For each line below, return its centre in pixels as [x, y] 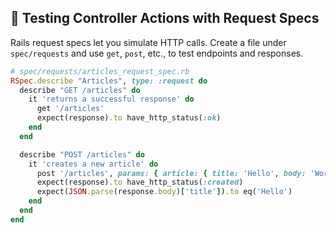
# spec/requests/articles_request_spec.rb [100, 71]
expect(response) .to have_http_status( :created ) [140, 182]
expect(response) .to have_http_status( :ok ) [129, 118]
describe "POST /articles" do [82, 154]
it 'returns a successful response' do [111, 99]
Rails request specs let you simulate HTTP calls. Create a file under [148, 42]
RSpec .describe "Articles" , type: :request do [109, 81]
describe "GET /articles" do [80, 90]
